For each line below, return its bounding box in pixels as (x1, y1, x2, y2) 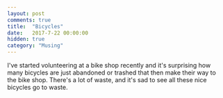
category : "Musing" (7, 42, 64, 49)
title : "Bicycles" (7, 23, 64, 30)
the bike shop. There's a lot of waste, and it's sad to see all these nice (7, 76, 207, 84)
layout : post (7, 10, 45, 17)
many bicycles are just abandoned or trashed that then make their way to (7, 68, 217, 77)
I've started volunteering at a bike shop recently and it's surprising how (7, 61, 211, 69)
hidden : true (7, 36, 45, 43)
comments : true (7, 17, 51, 23)
